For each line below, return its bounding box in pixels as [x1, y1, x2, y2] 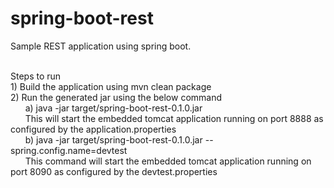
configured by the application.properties [10, 123, 177, 135]
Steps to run [10, 70, 62, 82]
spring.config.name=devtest [10, 144, 128, 156]
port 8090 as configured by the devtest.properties [10, 165, 218, 177]
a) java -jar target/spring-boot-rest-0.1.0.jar [24, 102, 203, 114]
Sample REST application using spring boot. [10, 40, 192, 52]
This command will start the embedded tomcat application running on [24, 155, 312, 167]
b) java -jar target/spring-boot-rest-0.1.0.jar [24, 133, 203, 146]
